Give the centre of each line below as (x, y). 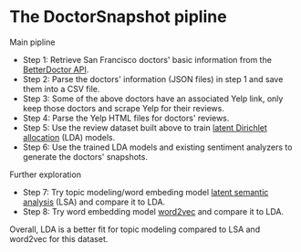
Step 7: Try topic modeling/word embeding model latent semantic (145, 192)
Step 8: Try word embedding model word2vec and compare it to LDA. (153, 211)
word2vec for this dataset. (59, 238)
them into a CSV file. (61, 89)
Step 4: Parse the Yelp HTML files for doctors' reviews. (126, 118)
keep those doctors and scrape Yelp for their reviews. (124, 108)
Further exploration (46, 174)
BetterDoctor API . (56, 69)
